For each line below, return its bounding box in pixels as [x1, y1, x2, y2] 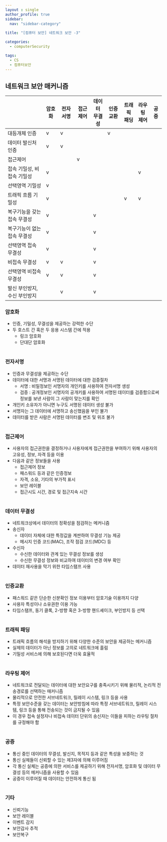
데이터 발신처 [7, 139, 37, 146]
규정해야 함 [17, 720, 39, 726]
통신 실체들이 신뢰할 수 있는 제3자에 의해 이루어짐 [12, 757, 108, 763]
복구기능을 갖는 [7, 209, 41, 215]
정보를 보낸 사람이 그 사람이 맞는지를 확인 [19, 395, 100, 401]
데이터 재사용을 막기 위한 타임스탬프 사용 [12, 563, 91, 570]
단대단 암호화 [19, 339, 46, 345]
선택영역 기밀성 [7, 182, 41, 189]
